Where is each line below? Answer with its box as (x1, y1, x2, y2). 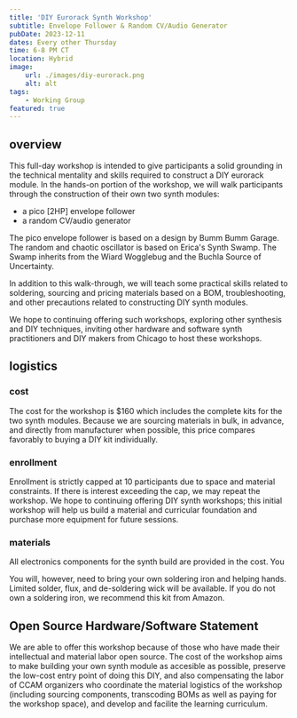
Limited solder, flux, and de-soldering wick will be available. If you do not (9, 583, 277, 594)
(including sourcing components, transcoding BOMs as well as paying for (9, 690, 277, 700)
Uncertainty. (9, 261, 55, 272)
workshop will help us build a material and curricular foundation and (9, 505, 257, 515)
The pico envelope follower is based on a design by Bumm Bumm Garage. (9, 233, 280, 243)
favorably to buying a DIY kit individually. (9, 434, 158, 444)
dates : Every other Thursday (9, 37, 117, 47)
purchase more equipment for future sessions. (9, 515, 179, 525)
